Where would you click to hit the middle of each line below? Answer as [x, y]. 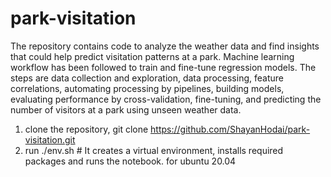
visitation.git [50, 139]
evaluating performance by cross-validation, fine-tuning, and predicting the [166, 99]
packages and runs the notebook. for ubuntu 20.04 [130, 161]
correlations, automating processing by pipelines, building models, [147, 88]
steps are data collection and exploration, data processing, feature [147, 78]
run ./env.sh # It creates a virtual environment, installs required [154, 150]
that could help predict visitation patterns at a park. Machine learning [152, 56]
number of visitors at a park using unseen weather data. [126, 109]
